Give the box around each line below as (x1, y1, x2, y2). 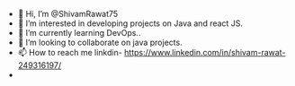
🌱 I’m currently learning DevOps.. (17, 28, 141, 38)
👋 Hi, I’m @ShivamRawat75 (17, 9, 119, 19)
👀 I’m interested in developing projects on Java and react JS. (17, 18, 244, 29)
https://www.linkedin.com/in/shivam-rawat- (124, 47, 286, 57)
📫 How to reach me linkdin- (17, 47, 123, 57)
